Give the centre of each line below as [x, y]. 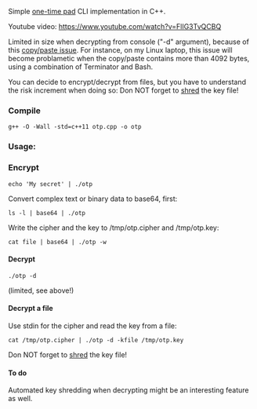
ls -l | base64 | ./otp [47, 213]
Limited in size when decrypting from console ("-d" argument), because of [128, 42]
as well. [20, 399]
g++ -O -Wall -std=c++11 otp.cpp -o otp [75, 127]
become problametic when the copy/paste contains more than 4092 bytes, [129, 58]
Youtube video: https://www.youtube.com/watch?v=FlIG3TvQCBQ [115, 26]
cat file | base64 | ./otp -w [58, 242]
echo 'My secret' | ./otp [50, 184]
